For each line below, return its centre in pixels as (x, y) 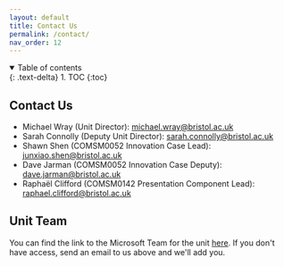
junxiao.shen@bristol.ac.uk (72, 155)
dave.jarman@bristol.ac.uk (71, 174)
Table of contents (50, 68)
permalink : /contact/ (50, 34)
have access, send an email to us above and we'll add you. (117, 252)
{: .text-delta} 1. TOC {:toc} (58, 78)
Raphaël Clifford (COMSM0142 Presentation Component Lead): (138, 184)
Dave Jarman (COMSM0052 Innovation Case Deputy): (122, 165)
